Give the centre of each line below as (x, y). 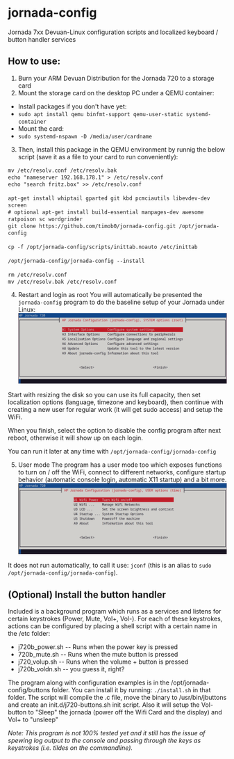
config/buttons (29, 690)
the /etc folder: (29, 633)
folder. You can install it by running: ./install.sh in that (131, 690)
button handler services (42, 39)
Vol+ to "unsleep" (33, 719)
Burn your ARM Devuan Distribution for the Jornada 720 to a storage (116, 78)
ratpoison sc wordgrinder (45, 219)
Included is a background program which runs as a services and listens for (115, 611)
